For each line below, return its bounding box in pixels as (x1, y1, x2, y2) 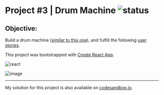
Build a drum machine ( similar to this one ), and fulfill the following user (5, 37, 147, 43)
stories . (5, 42, 20, 48)
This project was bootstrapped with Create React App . (5, 52, 115, 57)
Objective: (5, 24, 38, 33)
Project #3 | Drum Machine (5, 5, 116, 16)
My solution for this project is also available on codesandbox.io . (5, 85, 133, 90)
